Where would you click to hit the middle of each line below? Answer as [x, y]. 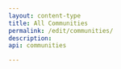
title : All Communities [48, 23]
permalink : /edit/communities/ [61, 30]
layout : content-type [45, 16]
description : [30, 38]
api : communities [38, 46]
